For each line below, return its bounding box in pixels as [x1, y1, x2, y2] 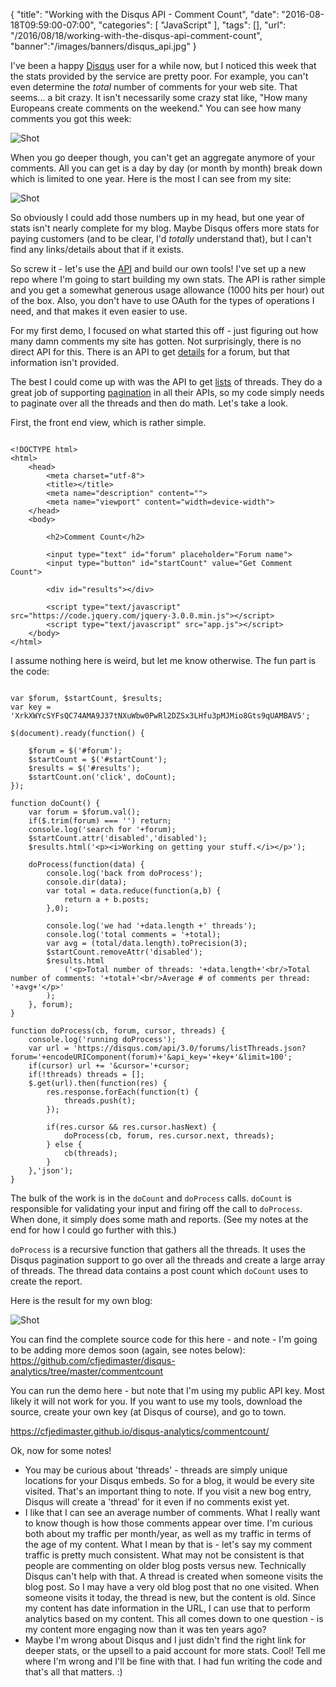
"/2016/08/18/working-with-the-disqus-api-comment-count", [10, 30, 263, 41]
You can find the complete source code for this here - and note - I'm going [10, 1334, 318, 1345]
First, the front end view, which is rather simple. [10, 417, 207, 428]
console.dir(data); [46, 877, 128, 887]
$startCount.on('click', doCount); [28, 772, 177, 782]
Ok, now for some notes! [10, 1445, 112, 1456]
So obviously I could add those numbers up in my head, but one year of [10, 212, 305, 223]
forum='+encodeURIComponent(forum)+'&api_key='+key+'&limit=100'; [10, 1052, 293, 1062]
